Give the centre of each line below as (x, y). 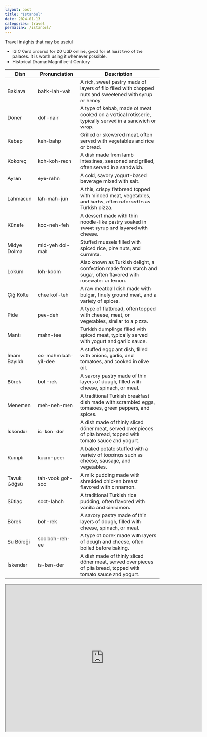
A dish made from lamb (107, 155)
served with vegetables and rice (117, 141)
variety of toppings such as (112, 455)
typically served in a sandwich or (118, 121)
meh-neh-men (55, 405)
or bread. (91, 147)
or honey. (91, 101)
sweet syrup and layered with (114, 228)
